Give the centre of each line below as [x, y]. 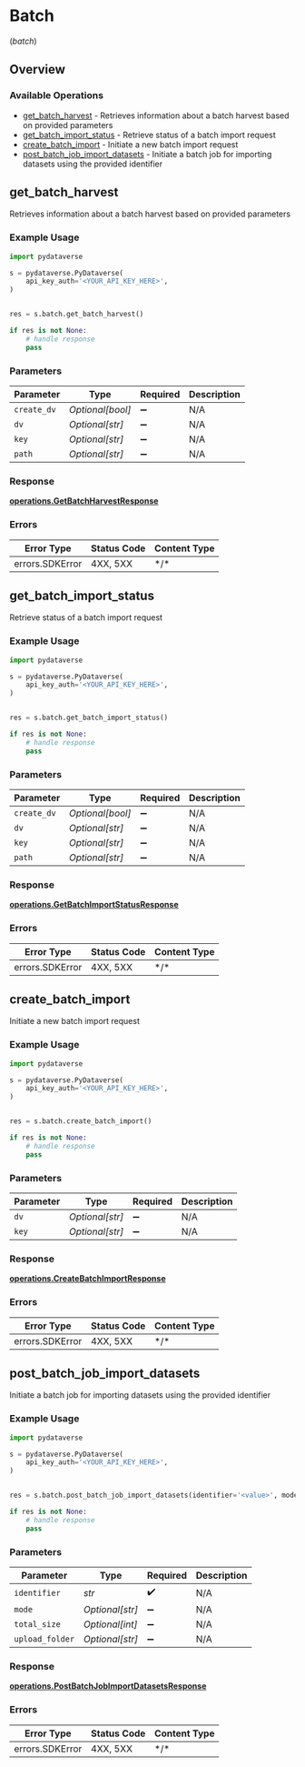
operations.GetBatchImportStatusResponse [94, 905]
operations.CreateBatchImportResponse [88, 1279]
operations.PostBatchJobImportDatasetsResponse [108, 1686]
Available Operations [57, 95]
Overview [38, 70]
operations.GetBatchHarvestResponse [84, 501]
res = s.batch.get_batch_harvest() [77, 315]
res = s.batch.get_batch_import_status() [89, 718]
